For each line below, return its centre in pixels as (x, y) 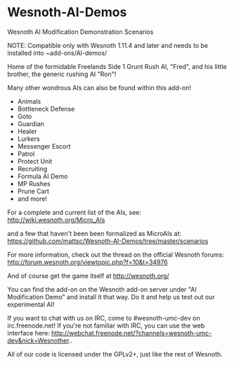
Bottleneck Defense (46, 109)
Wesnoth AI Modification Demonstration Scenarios (80, 32)
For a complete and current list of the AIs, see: (74, 212)
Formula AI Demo (43, 176)
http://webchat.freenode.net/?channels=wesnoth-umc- (132, 333)
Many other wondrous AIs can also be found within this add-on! (99, 87)
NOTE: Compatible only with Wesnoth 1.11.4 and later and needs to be (108, 45)
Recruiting (32, 168)
